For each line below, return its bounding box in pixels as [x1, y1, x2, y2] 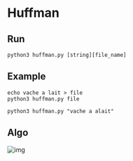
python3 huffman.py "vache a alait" [7, 108, 114, 115]
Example [7, 70, 46, 82]
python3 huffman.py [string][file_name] [7, 51, 127, 58]
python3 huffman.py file [7, 95, 80, 103]
